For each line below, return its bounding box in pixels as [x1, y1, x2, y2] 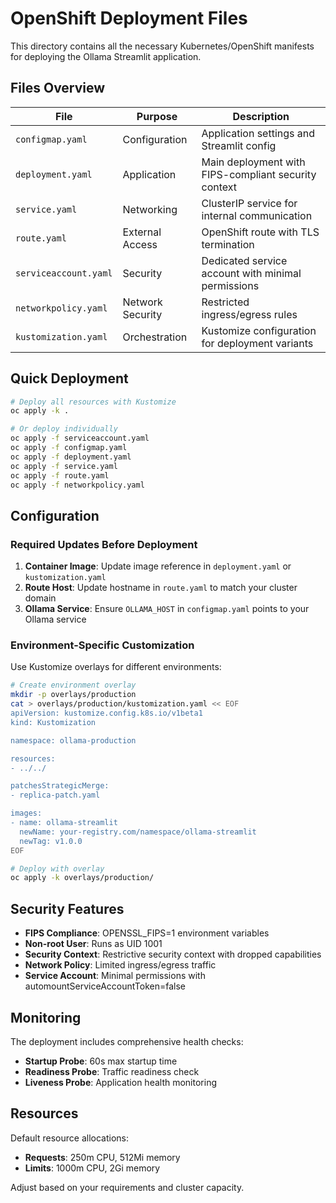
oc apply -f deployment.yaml [10, 452, 132, 462]
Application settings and [201, 126, 316, 140]
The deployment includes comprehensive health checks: [10, 1035, 244, 1047]
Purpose [136, 109, 178, 123]
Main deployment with [201, 155, 306, 169]
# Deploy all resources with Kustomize [10, 397, 177, 407]
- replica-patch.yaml [10, 790, 101, 801]
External [122, 225, 162, 239]
